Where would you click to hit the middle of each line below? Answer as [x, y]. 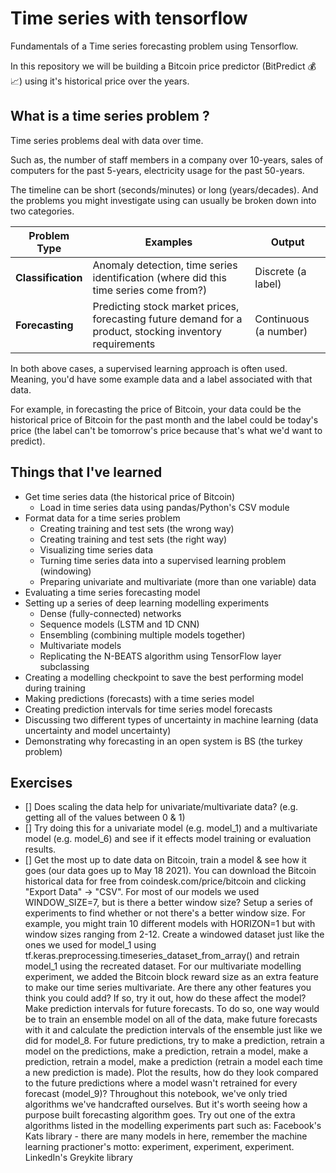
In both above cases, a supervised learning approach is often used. [149, 368]
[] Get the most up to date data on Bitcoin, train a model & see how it [165, 860]
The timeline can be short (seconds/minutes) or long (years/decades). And [164, 189]
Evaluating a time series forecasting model [112, 592]
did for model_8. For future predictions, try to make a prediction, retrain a [174, 1041]
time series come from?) [150, 290]
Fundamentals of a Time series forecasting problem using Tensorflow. [154, 46]
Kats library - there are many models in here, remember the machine [166, 1136]
